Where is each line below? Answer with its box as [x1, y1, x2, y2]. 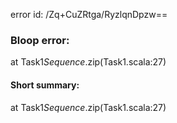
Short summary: [10, 79, 80, 91]
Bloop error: [10, 33, 70, 47]
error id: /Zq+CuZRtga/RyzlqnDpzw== [10, 9, 168, 20]
